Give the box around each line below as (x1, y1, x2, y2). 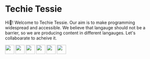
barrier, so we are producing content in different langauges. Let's (5, 30, 136, 36)
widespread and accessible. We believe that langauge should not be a (5, 24, 146, 30)
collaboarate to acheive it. (5, 35, 57, 41)
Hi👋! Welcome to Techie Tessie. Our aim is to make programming (5, 20, 135, 25)
